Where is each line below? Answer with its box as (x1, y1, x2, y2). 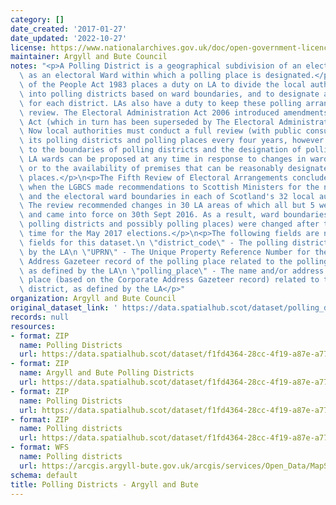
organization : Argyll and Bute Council (10, 294, 177, 304)
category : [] (10, 14, 65, 25)
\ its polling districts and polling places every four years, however (19, 136, 325, 146)
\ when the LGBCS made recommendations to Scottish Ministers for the (19, 182, 320, 192)
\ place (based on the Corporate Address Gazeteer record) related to (19, 275, 320, 285)
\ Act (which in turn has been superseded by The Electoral (19, 117, 275, 127)
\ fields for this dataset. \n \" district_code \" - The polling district (19, 237, 329, 248)
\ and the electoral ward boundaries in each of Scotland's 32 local (19, 191, 315, 201)
